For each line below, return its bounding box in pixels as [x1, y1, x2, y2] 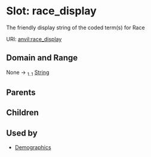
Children [6, 107, 39, 118]
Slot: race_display [6, 4, 97, 18]
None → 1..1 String [6, 69, 50, 77]
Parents [6, 87, 36, 97]
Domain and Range [6, 53, 78, 63]
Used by [6, 128, 38, 138]
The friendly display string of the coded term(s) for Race [6, 24, 145, 31]
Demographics [14, 144, 52, 151]
